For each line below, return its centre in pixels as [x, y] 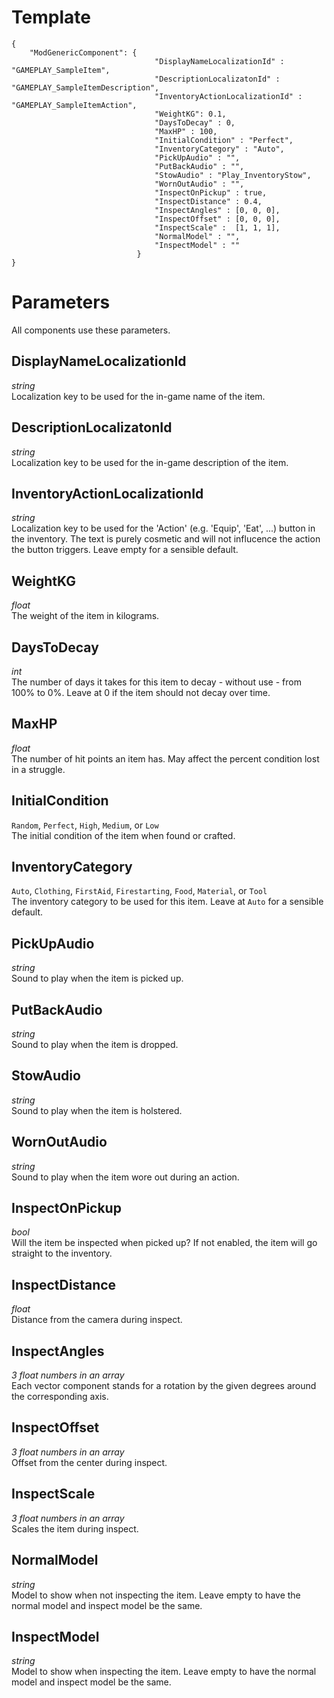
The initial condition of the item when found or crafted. [123, 835]
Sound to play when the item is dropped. [95, 1044]
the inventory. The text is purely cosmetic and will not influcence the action [166, 539]
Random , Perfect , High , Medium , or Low [85, 825]
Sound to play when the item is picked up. [97, 978]
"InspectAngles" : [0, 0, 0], [217, 210]
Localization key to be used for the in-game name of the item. [138, 396]
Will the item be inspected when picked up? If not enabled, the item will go [164, 1243]
